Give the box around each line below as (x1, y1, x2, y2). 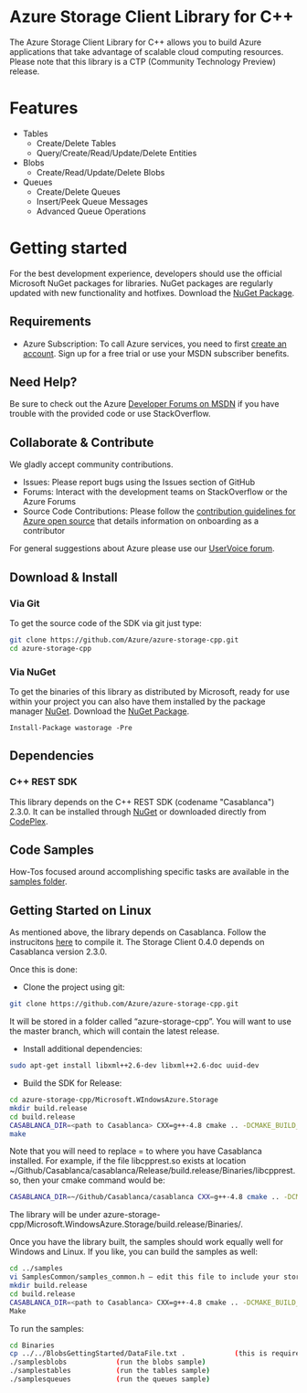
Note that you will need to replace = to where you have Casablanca (9, 1145, 262, 1157)
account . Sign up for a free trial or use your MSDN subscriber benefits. (22, 347, 290, 358)
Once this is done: (9, 964, 78, 975)
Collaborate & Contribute (9, 434, 154, 450)
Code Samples (9, 843, 94, 858)
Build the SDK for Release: (22, 1078, 122, 1089)
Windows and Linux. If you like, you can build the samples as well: (9, 1246, 259, 1258)
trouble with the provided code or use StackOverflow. (9, 409, 211, 420)
